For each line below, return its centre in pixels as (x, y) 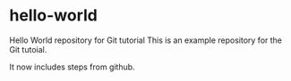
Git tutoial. (28, 49)
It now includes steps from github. (73, 67)
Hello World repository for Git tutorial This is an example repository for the (146, 40)
